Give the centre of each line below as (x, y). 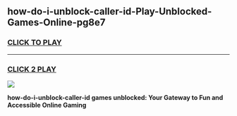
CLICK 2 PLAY (32, 69)
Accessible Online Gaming (47, 105)
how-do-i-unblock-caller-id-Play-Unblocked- (110, 12)
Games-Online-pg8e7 (56, 23)
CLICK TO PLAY (35, 43)
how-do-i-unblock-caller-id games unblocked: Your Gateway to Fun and (115, 97)
